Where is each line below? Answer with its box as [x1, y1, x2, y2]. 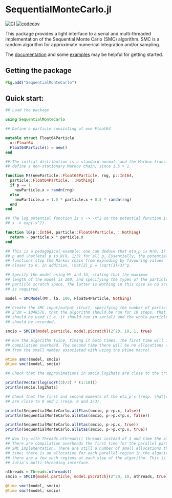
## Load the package [5, 108, 50, 113]
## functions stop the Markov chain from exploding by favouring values [5, 258, 164, 263]
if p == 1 [10, 183, 31, 188]
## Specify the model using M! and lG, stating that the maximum [5, 272, 147, 278]
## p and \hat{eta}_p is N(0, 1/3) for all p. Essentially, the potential [5, 253, 168, 259]
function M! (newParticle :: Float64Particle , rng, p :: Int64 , [5, 173, 134, 178]
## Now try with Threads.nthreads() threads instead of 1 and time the [5, 436, 161, 442]
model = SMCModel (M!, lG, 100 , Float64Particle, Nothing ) [5, 296, 132, 301]
